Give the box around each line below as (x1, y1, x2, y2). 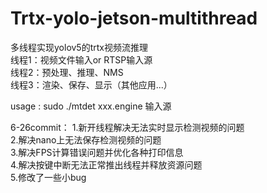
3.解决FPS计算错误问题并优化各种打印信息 (10, 146, 184, 158)
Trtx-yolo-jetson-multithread (10, 7, 258, 30)
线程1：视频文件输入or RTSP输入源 (10, 53, 153, 66)
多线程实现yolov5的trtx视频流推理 (10, 41, 148, 53)
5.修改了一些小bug (10, 171, 87, 183)
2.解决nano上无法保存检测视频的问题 (10, 133, 162, 146)
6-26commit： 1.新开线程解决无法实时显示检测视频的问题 (10, 121, 245, 133)
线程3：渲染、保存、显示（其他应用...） (10, 78, 173, 91)
